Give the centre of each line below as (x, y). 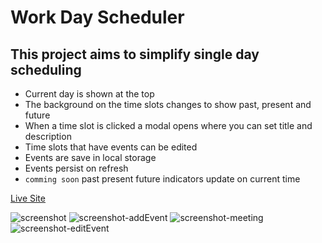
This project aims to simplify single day (135, 54)
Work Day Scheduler (97, 17)
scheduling (46, 69)
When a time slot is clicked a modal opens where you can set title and (168, 125)
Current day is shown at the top (89, 94)
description (48, 136)
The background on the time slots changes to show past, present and (168, 104)
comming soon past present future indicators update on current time (162, 179)
